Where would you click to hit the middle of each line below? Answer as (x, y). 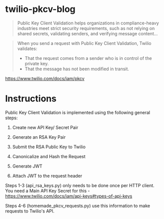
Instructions (31, 99)
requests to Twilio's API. (30, 211)
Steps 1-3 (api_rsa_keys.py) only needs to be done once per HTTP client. (80, 185)
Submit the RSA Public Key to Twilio (49, 147)
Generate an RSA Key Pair (39, 137)
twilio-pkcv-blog (40, 9)
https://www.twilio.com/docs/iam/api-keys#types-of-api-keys (69, 196)
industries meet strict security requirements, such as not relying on (86, 28)
